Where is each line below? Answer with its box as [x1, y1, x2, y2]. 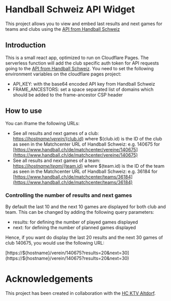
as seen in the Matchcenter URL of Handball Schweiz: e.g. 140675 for [12, 141, 160, 147]
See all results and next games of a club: [12, 130, 99, 136]
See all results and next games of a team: [12, 157, 101, 164]
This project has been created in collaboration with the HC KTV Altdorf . [5, 290, 156, 296]
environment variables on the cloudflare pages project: [5, 71, 122, 77]
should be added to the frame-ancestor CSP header [12, 91, 123, 98]
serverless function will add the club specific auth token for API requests [5, 60, 159, 66]
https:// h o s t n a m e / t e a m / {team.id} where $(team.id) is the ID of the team [12, 163, 165, 169]
